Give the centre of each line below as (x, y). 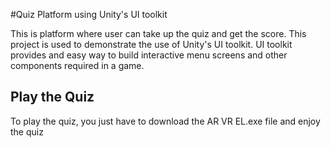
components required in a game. (77, 65)
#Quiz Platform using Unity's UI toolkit (89, 14)
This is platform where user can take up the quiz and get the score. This (158, 33)
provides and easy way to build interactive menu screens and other (149, 55)
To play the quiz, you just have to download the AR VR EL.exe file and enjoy (165, 121)
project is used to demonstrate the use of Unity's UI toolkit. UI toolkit (151, 44)
